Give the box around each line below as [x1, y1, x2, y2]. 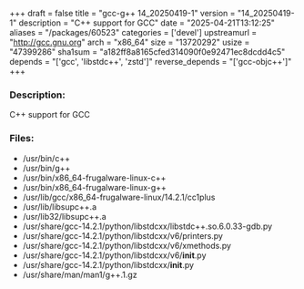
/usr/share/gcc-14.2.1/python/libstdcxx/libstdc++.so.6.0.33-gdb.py [22, 221, 273, 232]
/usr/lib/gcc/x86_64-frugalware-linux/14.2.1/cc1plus [22, 191, 216, 202]
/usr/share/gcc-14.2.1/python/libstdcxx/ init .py [22, 259, 194, 270]
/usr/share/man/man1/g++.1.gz [22, 269, 138, 280]
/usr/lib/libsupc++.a [22, 201, 97, 212]
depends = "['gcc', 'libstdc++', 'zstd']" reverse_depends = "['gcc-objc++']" [9, 57, 292, 67]
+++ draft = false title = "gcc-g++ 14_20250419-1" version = [9, 8, 236, 18]
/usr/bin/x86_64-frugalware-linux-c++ [22, 172, 167, 183]
